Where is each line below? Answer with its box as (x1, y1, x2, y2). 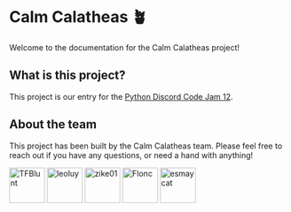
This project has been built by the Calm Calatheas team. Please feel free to (9, 140, 283, 151)
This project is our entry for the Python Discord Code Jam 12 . (9, 91, 233, 102)
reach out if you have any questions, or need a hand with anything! (9, 149, 254, 160)
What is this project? (9, 68, 126, 83)
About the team (9, 117, 98, 132)
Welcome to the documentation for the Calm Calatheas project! (9, 42, 240, 53)
